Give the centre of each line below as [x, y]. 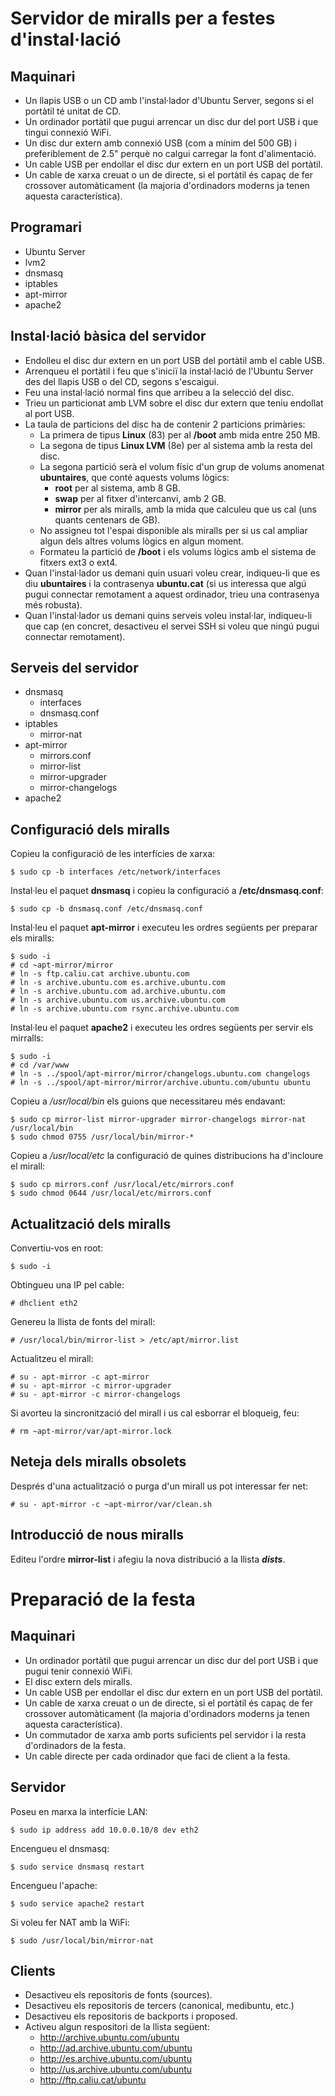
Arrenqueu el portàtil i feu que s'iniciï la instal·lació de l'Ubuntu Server [169, 371]
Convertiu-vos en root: [57, 1248]
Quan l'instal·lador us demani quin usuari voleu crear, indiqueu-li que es [172, 573]
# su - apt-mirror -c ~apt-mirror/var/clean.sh [111, 1504]
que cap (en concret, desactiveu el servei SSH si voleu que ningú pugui [172, 626]
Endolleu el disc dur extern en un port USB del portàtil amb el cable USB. [174, 360]
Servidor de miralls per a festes [143, 18]
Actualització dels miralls [91, 1223]
